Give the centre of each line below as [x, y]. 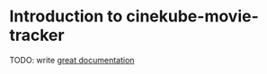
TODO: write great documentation [72, 60]
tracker [37, 35]
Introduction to [66, 16]
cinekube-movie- [192, 16]
